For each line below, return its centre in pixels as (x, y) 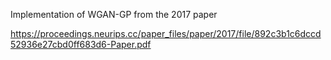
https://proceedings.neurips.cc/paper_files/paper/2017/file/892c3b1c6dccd (166, 33)
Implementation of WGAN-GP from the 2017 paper (114, 14)
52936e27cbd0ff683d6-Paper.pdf (81, 44)
